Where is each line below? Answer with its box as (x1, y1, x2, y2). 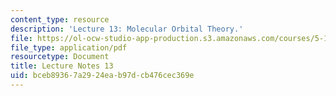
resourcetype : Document (10, 52, 110, 62)
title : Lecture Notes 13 (10, 61, 114, 71)
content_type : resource (10, 14, 110, 25)
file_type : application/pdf (10, 42, 128, 53)
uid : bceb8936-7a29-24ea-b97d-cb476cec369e (10, 71, 195, 81)
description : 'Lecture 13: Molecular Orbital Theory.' (10, 24, 244, 34)
